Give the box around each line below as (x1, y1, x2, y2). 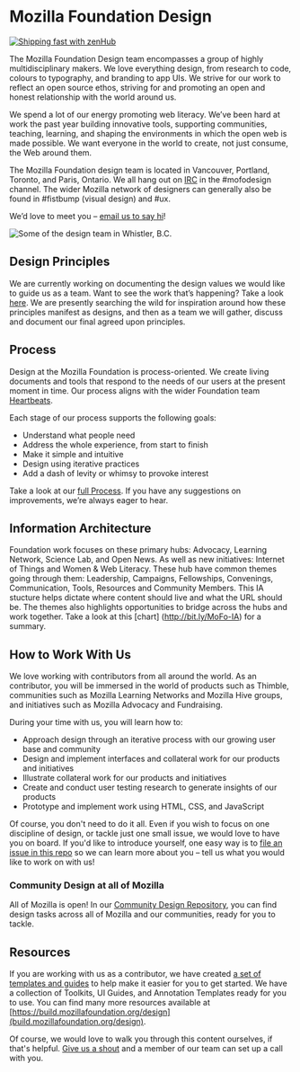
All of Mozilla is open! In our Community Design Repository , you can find (9, 899, 278, 910)
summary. (9, 621, 47, 632)
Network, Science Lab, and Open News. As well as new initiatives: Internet (9, 554, 285, 565)
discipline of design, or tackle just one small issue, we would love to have (9, 828, 280, 839)
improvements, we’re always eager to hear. (9, 494, 169, 505)
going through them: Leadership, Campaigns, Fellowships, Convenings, (9, 573, 274, 584)
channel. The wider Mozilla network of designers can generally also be (9, 183, 272, 194)
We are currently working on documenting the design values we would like (9, 278, 286, 288)
